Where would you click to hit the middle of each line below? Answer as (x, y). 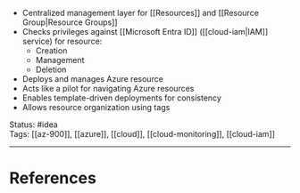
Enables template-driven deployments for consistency (121, 98)
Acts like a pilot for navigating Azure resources (108, 88)
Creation (51, 51)
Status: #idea (33, 125)
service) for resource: (62, 41)
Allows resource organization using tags (96, 107)
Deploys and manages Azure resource (92, 79)
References (53, 178)
